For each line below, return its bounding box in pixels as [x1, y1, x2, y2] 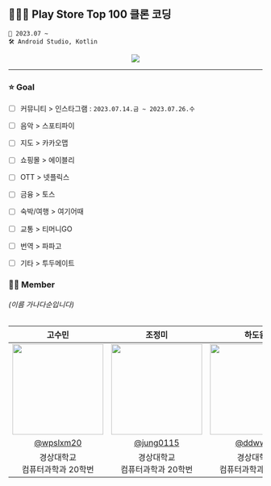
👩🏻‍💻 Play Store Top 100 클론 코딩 [8, 7, 172, 22]
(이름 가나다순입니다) [8, 300, 75, 309]
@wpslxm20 [33, 437, 82, 448]
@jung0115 [134, 437, 180, 448]
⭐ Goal [8, 81, 35, 93]
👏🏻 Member [8, 279, 55, 290]
